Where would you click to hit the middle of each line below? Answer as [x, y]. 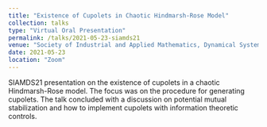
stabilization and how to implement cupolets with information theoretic [123, 107]
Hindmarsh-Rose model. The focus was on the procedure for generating [126, 90]
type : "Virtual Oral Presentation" [67, 30]
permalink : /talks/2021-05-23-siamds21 [74, 38]
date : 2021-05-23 [37, 52]
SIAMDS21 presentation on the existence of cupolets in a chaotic [114, 82]
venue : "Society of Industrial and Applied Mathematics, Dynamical [122, 45]
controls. [23, 116]
